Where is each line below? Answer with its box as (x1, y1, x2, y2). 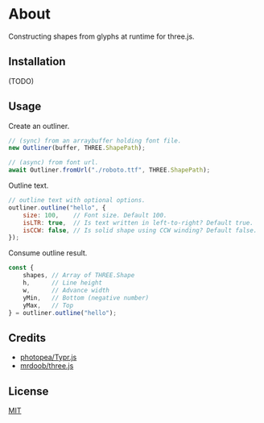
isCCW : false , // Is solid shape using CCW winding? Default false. (23, 226, 258, 234)
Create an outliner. (8, 121, 70, 131)
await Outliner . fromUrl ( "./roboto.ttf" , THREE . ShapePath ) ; (8, 166, 211, 174)
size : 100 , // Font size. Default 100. (23, 211, 167, 219)
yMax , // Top (23, 301, 74, 309)
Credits (8, 331, 47, 345)
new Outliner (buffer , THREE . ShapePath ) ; (8, 144, 146, 152)
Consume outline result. (8, 248, 88, 258)
